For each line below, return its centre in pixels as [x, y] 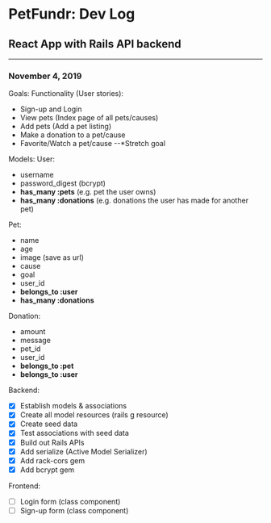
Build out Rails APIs [52, 442]
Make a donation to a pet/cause [73, 135]
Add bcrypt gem [47, 470]
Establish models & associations [73, 406]
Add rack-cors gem [52, 460]
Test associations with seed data [74, 433]
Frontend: [25, 486]
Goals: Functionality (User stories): [66, 94]
